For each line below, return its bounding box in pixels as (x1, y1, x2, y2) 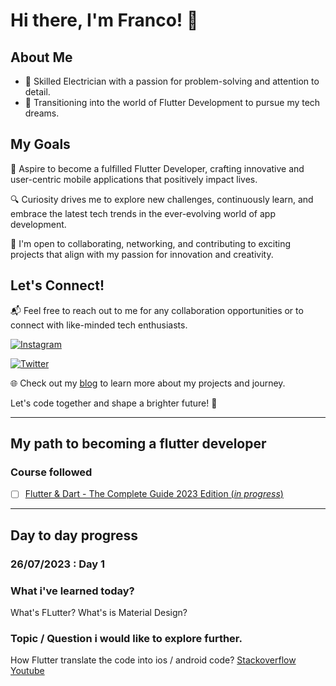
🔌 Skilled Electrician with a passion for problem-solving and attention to (24, 75, 320, 87)
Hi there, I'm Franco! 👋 (10, 9, 199, 32)
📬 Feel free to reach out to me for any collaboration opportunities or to (10, 304, 304, 316)
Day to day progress (10, 527, 139, 544)
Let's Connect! (10, 277, 105, 294)
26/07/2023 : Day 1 (10, 557, 106, 571)
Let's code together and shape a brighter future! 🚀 (10, 397, 218, 409)
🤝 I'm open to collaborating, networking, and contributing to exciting (10, 237, 292, 249)
